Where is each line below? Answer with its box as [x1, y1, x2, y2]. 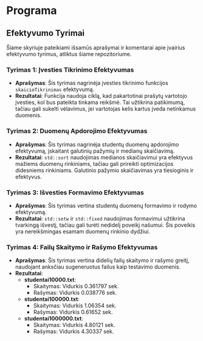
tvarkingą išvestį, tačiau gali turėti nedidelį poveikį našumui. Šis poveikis [15, 221, 196, 229]
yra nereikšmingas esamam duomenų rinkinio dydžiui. [15, 227, 151, 235]
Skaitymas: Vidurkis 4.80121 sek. [33, 322, 115, 329]
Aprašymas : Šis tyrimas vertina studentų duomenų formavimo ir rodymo [15, 202, 198, 209]
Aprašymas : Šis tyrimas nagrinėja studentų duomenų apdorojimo [15, 140, 179, 148]
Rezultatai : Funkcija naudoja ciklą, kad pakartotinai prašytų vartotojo [15, 92, 187, 100]
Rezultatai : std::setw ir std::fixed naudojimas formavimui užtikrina [15, 215, 185, 222]
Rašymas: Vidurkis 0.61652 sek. [33, 308, 113, 316]
